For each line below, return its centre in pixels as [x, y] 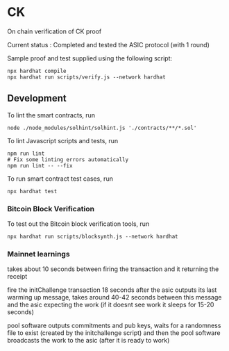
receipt [17, 277]
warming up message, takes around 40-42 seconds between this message [114, 297]
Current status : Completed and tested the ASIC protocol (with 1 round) [109, 44]
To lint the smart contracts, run [51, 115]
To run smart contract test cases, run [60, 179]
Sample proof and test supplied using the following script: [90, 58]
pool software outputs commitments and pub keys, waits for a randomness [114, 326]
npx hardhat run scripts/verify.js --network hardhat [87, 77]
